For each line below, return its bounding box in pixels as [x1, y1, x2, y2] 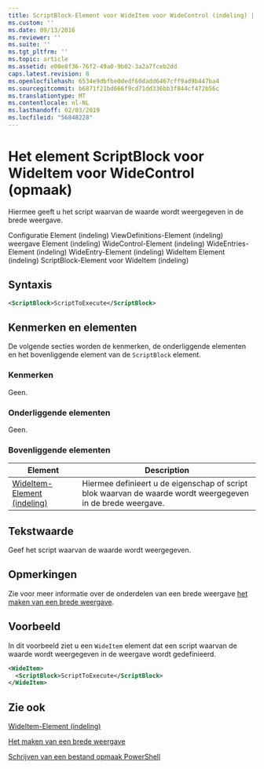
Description [145, 465, 190, 476]
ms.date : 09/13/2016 [8, 26, 76, 34]
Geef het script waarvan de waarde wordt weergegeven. [8, 545, 192, 555]
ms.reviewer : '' [8, 33, 61, 42]
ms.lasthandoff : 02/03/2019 [8, 107, 101, 115]
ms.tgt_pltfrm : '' [8, 48, 68, 56]
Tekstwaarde [8, 524, 74, 538]
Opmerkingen [8, 568, 77, 581]
